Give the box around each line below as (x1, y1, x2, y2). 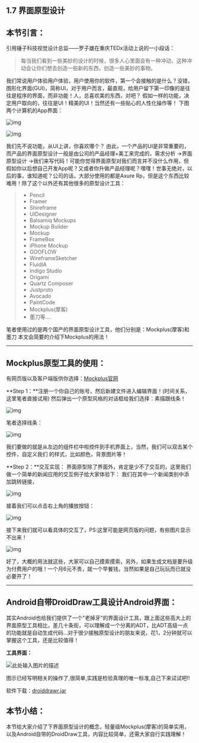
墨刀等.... (29, 314, 52, 321)
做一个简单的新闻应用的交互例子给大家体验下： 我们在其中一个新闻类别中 (6, 471, 184, 478)
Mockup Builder (29, 223, 69, 230)
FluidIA (29, 261, 47, 268)
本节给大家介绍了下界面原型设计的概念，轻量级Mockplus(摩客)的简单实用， (6, 723, 190, 730)
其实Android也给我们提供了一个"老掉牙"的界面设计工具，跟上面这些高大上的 (6, 614, 191, 621)
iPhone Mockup (29, 242, 68, 249)
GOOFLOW (29, 248, 57, 255)
